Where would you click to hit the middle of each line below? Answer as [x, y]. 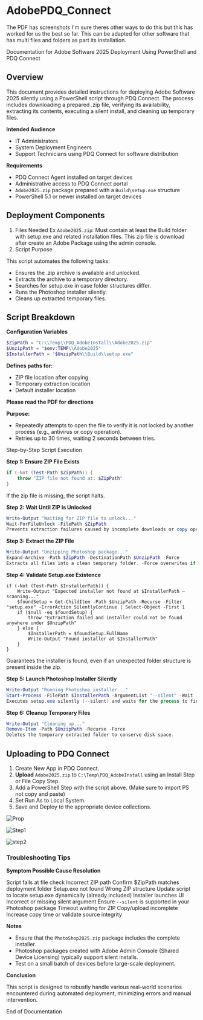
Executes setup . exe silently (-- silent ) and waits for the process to [97, 701]
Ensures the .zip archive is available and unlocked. [78, 273]
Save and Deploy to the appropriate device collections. [83, 807]
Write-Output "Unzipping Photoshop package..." [67, 552]
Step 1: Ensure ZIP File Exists [43, 462]
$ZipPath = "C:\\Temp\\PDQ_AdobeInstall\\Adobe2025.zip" [79, 343]
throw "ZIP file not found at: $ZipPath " [70, 478]
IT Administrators [37, 141]
